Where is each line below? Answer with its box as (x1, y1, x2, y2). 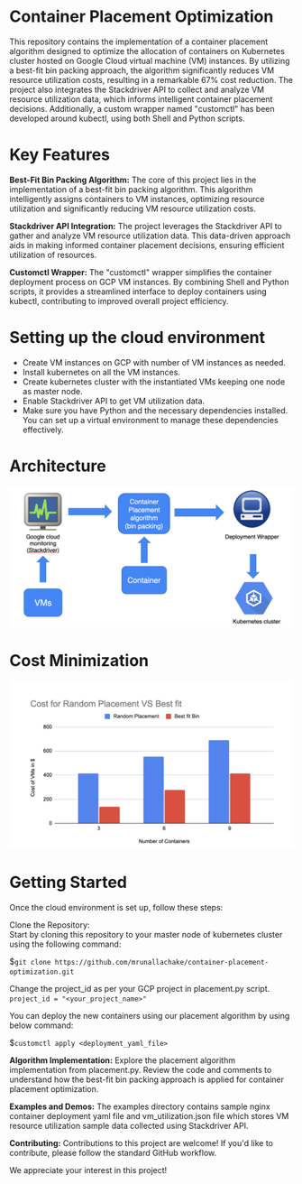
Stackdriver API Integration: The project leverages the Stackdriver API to (9, 220, 282, 231)
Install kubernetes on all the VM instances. (22, 366, 180, 377)
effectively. (22, 424, 64, 435)
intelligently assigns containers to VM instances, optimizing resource (9, 193, 265, 204)
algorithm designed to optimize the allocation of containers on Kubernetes (9, 45, 286, 56)
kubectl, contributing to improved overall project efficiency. (9, 295, 229, 306)
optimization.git (9, 967, 75, 976)
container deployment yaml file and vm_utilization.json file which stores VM (9, 1110, 289, 1121)
